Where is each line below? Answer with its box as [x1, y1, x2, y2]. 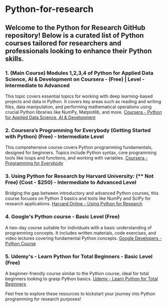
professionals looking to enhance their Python [5, 46, 152, 55]
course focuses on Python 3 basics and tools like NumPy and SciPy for [5, 195, 151, 201]
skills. [5, 54, 24, 63]
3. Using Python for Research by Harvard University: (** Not [5, 173, 154, 180]
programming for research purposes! [5, 296, 81, 302]
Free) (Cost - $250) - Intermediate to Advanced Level [5, 179, 137, 186]
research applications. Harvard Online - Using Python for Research [5, 201, 143, 207]
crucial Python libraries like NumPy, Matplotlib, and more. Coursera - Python [5, 109, 162, 115]
